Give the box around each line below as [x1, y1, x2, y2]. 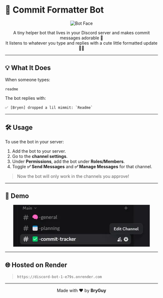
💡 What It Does [5, 64, 51, 72]
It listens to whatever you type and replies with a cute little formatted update [5, 40, 158, 46]
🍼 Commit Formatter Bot [5, 4, 104, 16]
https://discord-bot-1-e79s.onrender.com [16, 275, 102, 280]
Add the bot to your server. [12, 148, 66, 154]
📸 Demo [5, 191, 29, 200]
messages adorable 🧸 [60, 35, 103, 41]
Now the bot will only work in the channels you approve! [16, 173, 130, 179]
